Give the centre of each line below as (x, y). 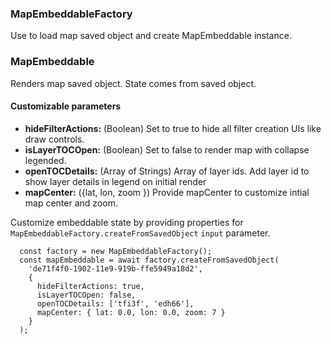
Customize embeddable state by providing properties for (127, 222)
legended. (45, 160)
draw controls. (54, 139)
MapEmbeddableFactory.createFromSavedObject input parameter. (140, 233)
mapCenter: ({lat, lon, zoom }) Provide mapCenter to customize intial (167, 192)
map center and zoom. (71, 203)
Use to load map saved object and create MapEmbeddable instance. (151, 36)
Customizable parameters (66, 106)
